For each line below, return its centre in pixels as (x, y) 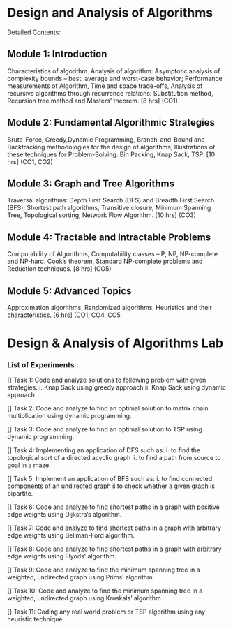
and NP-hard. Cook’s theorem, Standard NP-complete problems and (105, 261)
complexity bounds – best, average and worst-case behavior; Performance (115, 78)
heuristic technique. (36, 619)
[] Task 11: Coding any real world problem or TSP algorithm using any (106, 612)
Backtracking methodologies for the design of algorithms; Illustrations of (111, 147)
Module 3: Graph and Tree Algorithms (91, 183)
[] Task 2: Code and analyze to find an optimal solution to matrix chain (108, 408)
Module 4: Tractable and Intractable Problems (109, 237)
